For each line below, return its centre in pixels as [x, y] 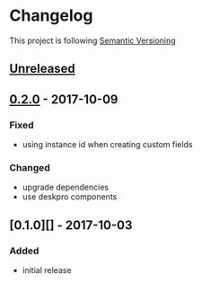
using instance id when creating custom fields [107, 145]
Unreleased [43, 69]
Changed [30, 167]
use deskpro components [70, 197]
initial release [47, 270]
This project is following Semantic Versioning [93, 40]
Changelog [51, 16]
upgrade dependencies [66, 187]
